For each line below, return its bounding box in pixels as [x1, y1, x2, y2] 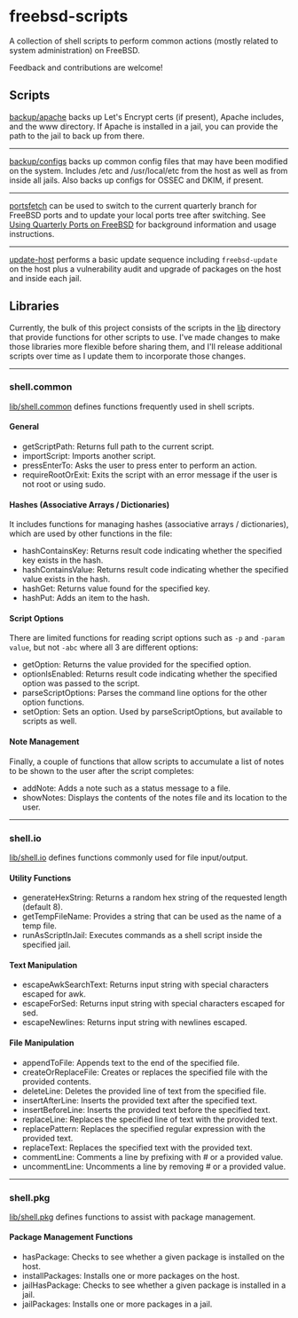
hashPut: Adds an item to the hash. [21, 593, 151, 604]
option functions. [21, 697, 85, 707]
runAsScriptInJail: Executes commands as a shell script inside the [21, 930, 263, 941]
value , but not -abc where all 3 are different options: [9, 642, 199, 653]
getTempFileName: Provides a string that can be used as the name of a [21, 912, 282, 922]
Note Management [9, 737, 80, 747]
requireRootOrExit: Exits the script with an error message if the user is [21, 470, 278, 480]
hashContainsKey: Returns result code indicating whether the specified [21, 546, 282, 556]
